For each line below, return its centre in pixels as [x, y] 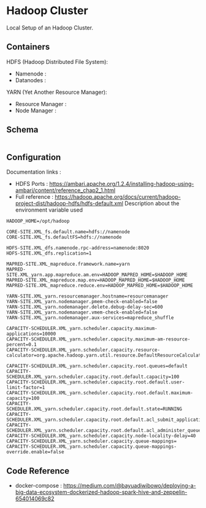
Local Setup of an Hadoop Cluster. [50, 28]
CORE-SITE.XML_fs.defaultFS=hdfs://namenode [64, 237]
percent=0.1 [21, 345]
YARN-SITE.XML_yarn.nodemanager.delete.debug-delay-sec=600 [85, 307]
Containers [28, 47]
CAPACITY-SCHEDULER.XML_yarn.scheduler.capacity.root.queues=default [97, 366]
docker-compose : [39, 486]
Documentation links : [34, 172]
